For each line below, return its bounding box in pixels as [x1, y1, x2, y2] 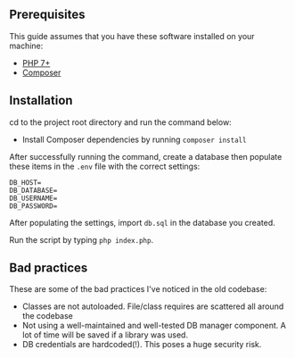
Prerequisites [9, 7, 86, 22]
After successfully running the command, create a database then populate [9, 151, 283, 162]
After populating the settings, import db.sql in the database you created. [9, 217, 275, 228]
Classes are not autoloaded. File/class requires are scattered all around [21, 301, 284, 312]
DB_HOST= [9, 178, 42, 187]
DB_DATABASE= [9, 186, 58, 195]
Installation [9, 93, 73, 108]
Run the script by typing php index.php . [9, 234, 154, 245]
